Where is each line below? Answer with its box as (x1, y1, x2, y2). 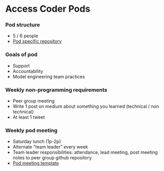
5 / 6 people (12, 33, 38, 39)
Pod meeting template (12, 160, 60, 166)
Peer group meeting (12, 98, 55, 104)
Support (12, 62, 30, 69)
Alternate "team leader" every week (12, 144, 88, 150)
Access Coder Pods (5, 3, 91, 15)
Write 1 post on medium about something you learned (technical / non (12, 103, 159, 110)
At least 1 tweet (12, 114, 45, 120)
